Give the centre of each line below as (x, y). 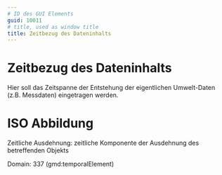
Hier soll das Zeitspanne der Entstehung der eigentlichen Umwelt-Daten (111, 88)
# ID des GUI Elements (40, 14)
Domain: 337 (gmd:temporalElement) (61, 164)
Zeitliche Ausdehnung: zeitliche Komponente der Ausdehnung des (103, 143)
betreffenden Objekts (38, 150)
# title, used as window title (53, 27)
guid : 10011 (25, 20)
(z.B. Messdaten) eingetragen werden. (63, 95)
